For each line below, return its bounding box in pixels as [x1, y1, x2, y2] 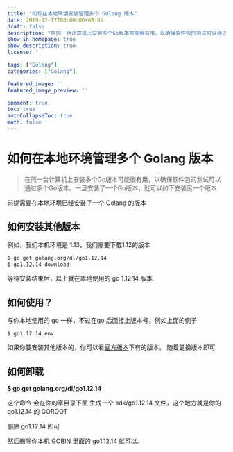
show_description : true [7, 42, 76, 49]
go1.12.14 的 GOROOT [7, 408, 68, 415]
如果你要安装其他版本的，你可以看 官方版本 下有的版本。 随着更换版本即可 [7, 343, 216, 351]
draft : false [7, 23, 45, 30]
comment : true [7, 99, 49, 106]
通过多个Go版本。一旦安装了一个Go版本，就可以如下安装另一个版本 [24, 183, 217, 192]
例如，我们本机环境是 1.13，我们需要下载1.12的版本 [7, 240, 150, 249]
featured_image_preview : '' [7, 87, 89, 94]
